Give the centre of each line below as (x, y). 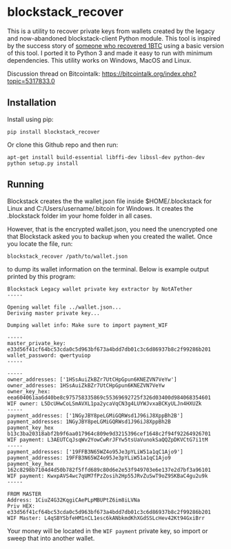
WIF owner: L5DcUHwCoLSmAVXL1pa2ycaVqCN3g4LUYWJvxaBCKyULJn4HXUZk (104, 404)
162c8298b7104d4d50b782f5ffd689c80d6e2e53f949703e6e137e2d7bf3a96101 (109, 470)
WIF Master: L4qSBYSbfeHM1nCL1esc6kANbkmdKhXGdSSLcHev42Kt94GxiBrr (106, 518)
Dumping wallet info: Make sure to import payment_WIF (88, 325)
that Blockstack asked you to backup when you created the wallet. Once (110, 236)
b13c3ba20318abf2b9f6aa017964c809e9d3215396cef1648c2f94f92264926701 (109, 434)
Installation (32, 103)
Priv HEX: (21, 506)
